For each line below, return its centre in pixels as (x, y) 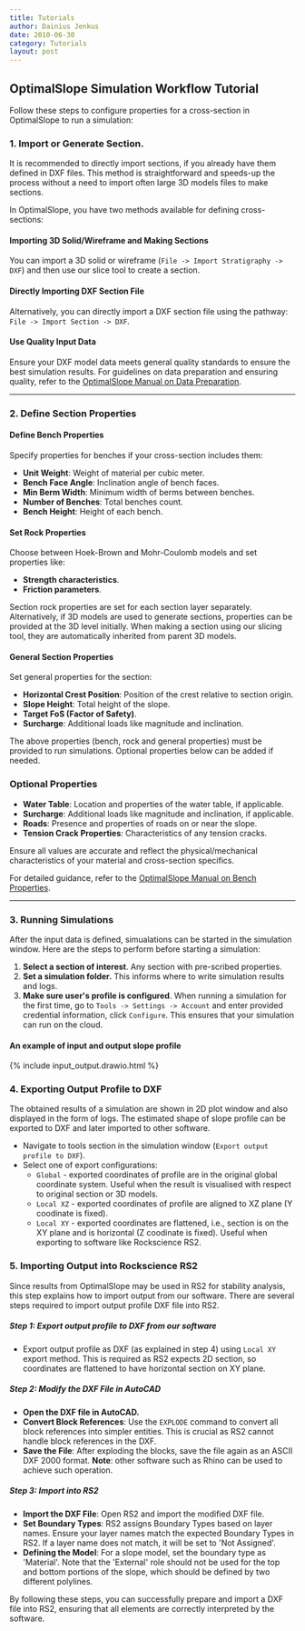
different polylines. (58, 1581)
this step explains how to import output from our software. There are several (152, 1296)
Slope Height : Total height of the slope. (96, 705)
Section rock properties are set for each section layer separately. (131, 607)
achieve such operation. (68, 1470)
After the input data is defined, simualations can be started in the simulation (151, 939)
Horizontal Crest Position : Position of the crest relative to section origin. (158, 695)
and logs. (40, 986)
